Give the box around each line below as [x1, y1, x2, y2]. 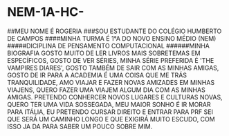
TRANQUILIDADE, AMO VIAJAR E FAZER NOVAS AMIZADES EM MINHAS [7, 78, 215, 86]
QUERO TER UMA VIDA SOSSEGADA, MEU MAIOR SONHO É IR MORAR [7, 100, 211, 108]
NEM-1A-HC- [7, 4, 84, 20]
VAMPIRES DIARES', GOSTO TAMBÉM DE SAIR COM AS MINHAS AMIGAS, [7, 64, 219, 72]
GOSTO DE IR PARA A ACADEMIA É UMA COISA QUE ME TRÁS [7, 70, 187, 79]
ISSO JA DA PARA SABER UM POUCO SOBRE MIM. [7, 122, 153, 130]
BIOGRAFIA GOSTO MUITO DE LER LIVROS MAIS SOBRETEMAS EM [7, 49, 201, 57]
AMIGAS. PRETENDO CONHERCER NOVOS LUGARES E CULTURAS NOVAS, [7, 93, 223, 101]
